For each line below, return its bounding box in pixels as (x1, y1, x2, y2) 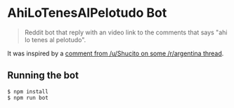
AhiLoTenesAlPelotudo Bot (7, 5, 167, 21)
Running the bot (7, 69, 79, 81)
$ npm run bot (7, 94, 49, 101)
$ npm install (7, 88, 49, 95)
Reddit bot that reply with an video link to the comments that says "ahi (24, 28, 228, 36)
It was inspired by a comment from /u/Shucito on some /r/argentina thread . (7, 49, 224, 58)
